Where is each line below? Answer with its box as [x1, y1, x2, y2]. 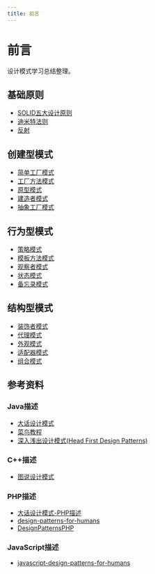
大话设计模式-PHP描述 [17, 509, 82, 517]
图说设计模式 [17, 472, 54, 481]
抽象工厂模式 [17, 203, 54, 212]
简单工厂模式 [17, 168, 54, 177]
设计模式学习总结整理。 [7, 67, 74, 75]
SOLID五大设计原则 [17, 109, 73, 117]
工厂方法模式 [17, 177, 54, 185]
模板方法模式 [17, 254, 54, 262]
